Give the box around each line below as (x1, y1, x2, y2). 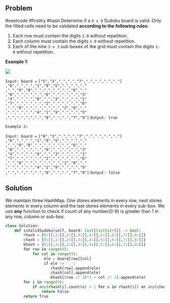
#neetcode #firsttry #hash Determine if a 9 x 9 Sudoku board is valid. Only (5, 17, 162, 23)
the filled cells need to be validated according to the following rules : (5, 23, 149, 29)
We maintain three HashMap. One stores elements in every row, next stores (5, 197, 162, 203)
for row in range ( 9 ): (23, 247, 69, 252)
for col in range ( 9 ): (32, 251, 78, 256)
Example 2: (5, 124, 28, 129)
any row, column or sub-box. (5, 213, 65, 220)
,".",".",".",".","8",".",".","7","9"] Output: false (5, 170, 120, 175)
